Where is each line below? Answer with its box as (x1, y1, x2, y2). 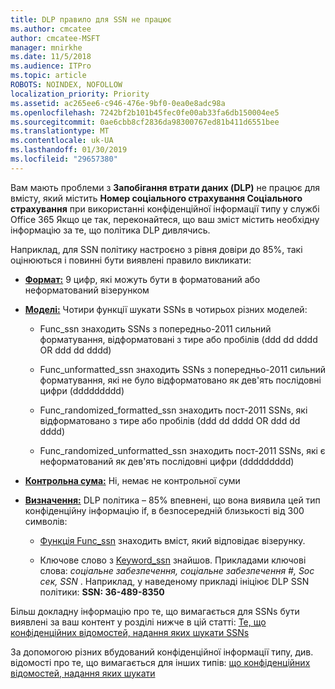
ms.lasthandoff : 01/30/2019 (10, 145, 128, 155)
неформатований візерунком (24, 284, 150, 296)
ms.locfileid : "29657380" (10, 154, 118, 164)
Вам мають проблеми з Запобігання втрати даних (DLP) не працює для (10, 181, 321, 193)
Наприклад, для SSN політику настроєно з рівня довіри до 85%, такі (10, 243, 303, 255)
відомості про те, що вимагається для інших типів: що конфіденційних (10, 656, 311, 668)
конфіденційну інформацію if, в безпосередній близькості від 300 (24, 504, 305, 516)
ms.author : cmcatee (10, 24, 92, 34)
